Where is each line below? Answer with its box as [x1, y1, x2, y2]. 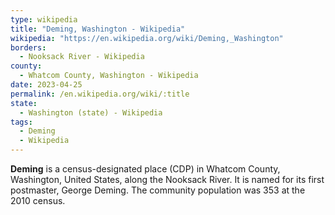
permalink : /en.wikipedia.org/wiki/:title [10, 89, 190, 99]
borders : [10, 42, 47, 53]
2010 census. [10, 195, 66, 206]
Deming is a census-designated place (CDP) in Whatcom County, [10, 163, 281, 175]
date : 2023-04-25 [10, 80, 83, 90]
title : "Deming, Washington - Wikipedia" [10, 24, 186, 34]
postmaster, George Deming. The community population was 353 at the [10, 184, 306, 196]
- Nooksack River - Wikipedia [19, 52, 145, 62]
